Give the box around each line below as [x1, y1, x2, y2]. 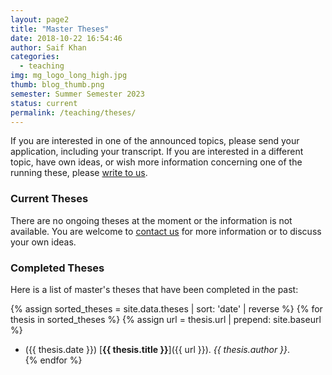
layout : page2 [10, 14, 70, 25]
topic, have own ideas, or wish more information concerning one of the [10, 156, 303, 168]
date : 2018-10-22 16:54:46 [10, 33, 123, 43]
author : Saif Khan [10, 42, 87, 53]
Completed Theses [10, 261, 105, 275]
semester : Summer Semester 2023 [10, 89, 145, 99]
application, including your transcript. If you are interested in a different [10, 146, 304, 158]
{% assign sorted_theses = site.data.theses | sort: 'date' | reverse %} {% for [10, 302, 323, 315]
